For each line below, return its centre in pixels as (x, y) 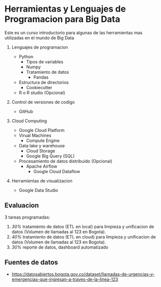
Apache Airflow (42, 166)
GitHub (26, 111)
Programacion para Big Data (62, 19)
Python (26, 56)
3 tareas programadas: (27, 217)
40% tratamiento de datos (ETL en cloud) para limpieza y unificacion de (84, 237)
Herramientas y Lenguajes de (65, 9)
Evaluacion (22, 205)
